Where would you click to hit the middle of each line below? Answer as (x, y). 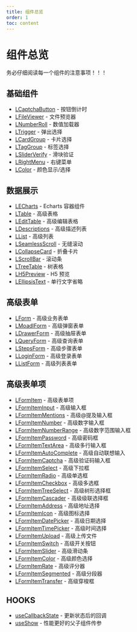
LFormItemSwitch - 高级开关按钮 (56, 543)
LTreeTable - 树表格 (39, 266)
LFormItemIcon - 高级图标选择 (53, 513)
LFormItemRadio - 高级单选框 (51, 475)
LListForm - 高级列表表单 (46, 363)
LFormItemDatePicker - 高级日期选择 (61, 520)
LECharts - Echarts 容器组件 (50, 206)
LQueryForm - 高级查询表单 (49, 340)
